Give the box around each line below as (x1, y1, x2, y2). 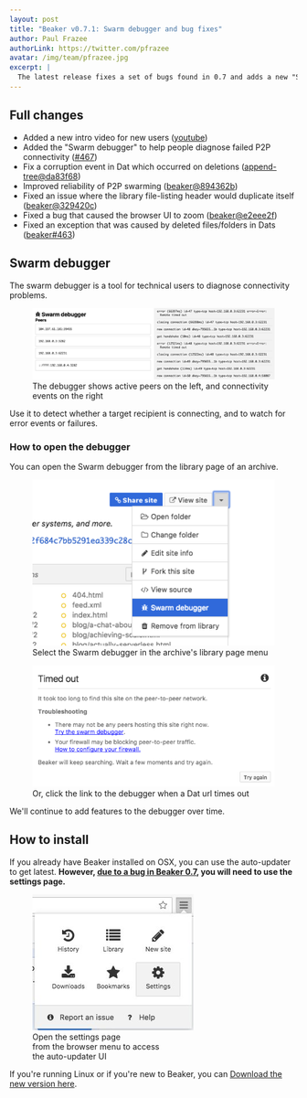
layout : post (9, 15, 59, 24)
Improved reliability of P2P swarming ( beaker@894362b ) (22, 180, 238, 191)
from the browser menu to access (32, 1040, 160, 1051)
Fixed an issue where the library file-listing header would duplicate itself (22, 190, 295, 201)
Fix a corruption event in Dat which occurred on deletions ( (22, 161, 245, 172)
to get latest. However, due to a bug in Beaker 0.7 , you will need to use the (9, 866, 293, 877)
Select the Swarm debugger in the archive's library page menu (32, 646, 269, 657)
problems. (9, 289, 48, 301)
